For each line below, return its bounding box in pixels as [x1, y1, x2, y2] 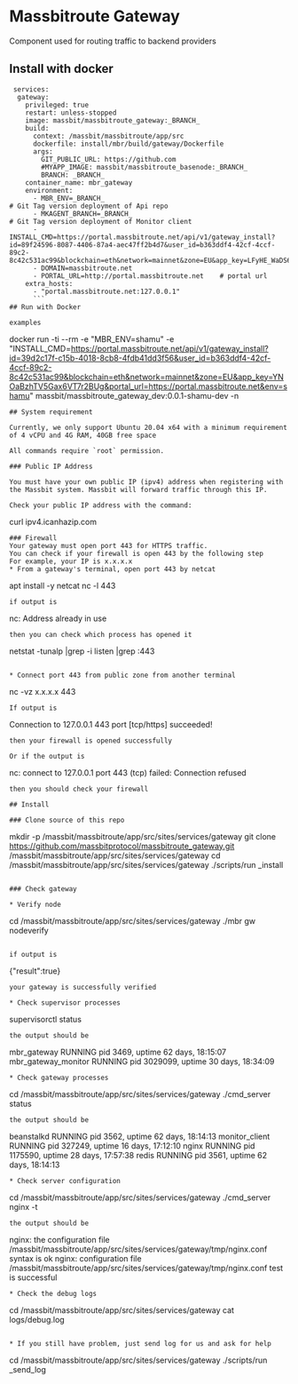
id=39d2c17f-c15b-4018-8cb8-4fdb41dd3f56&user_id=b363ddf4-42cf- [9, 353, 271, 363]
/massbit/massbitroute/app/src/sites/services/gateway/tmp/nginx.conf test [9, 1262, 284, 1273]
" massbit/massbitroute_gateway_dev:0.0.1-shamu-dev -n [29, 390, 239, 401]
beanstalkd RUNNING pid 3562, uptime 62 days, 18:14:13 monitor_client [9, 1131, 271, 1141]
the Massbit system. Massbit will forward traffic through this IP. [9, 485, 268, 494]
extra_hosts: [25, 279, 74, 288]
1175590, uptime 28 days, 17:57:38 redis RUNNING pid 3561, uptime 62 [9, 1149, 268, 1160]
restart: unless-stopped [25, 108, 117, 117]
